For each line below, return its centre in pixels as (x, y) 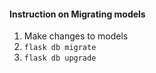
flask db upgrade (60, 58)
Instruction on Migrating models (77, 14)
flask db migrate (60, 48)
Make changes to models (76, 36)
